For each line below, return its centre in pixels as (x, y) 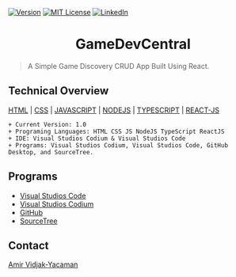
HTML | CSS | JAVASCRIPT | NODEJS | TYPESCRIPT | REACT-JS (114, 110)
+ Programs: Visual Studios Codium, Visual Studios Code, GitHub (118, 145)
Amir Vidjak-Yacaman (43, 264)
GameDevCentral (133, 44)
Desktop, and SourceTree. (51, 152)
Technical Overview (59, 91)
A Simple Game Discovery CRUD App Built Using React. (118, 66)
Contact (29, 245)
